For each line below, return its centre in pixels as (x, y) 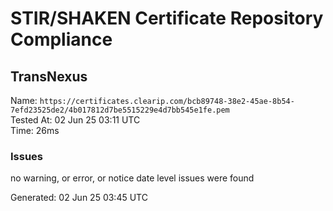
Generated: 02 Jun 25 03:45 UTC (79, 198)
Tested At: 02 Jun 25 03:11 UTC (75, 120)
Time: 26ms (35, 130)
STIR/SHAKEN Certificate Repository (167, 18)
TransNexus (49, 76)
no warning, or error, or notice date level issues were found (132, 178)
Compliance (61, 39)
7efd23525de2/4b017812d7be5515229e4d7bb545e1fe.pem (120, 110)
